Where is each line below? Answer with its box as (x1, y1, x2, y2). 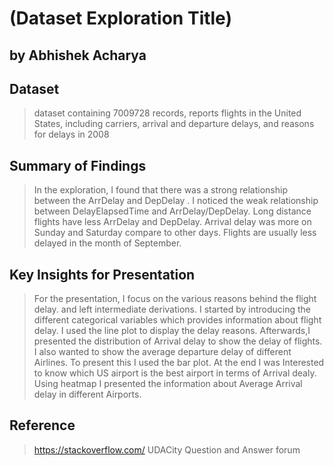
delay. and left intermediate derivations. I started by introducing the (33, 303, 311, 316)
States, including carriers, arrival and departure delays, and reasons (33, 118, 315, 130)
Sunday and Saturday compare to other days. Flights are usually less (33, 227, 317, 239)
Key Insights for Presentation (9, 266, 196, 283)
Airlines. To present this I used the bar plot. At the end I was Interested (33, 357, 325, 369)
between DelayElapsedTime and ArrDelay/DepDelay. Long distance (33, 205, 312, 217)
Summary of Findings (9, 157, 147, 174)
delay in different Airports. (33, 388, 142, 401)
